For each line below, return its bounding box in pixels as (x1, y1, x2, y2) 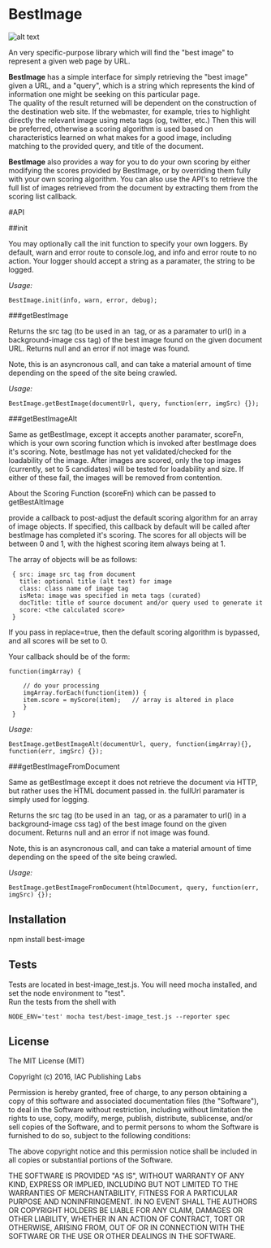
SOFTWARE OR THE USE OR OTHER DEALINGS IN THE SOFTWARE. (8, 1232, 236, 1241)
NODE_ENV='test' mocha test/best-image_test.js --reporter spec (8, 1012, 230, 1021)
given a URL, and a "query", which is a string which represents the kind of (8, 81, 256, 90)
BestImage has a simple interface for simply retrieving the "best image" (8, 72, 249, 81)
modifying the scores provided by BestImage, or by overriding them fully (8, 165, 252, 175)
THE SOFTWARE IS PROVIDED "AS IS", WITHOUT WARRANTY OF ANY (8, 1171, 245, 1180)
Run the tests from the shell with (8, 997, 117, 1006)
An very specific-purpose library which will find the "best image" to (8, 47, 234, 57)
